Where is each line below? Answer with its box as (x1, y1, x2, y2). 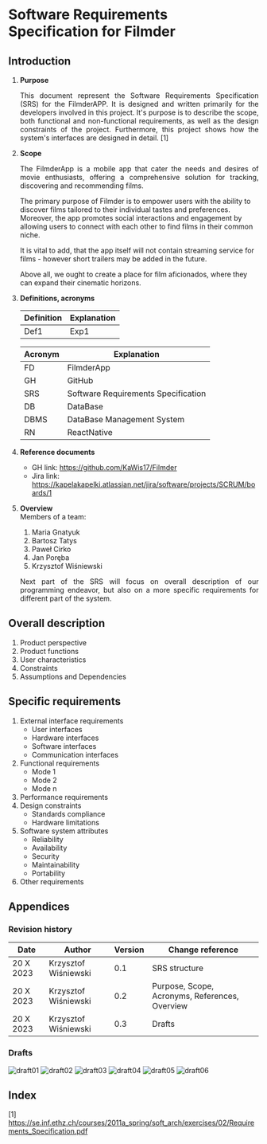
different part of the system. (19, 594, 112, 603)
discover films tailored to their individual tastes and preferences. (19, 205, 230, 214)
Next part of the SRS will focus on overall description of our (19, 577, 259, 586)
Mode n (31, 783, 57, 793)
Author (64, 944, 91, 955)
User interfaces (31, 724, 83, 734)
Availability (31, 843, 68, 852)
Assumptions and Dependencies (19, 672, 127, 681)
